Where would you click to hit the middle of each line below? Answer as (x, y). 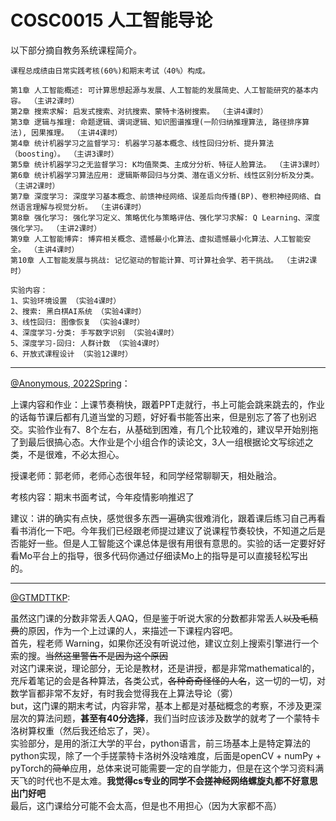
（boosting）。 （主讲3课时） (64, 154)
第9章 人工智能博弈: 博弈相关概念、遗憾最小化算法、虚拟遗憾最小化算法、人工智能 (157, 239)
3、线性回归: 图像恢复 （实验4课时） (77, 322)
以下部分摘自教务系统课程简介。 (76, 50)
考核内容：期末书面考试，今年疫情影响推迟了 (102, 497)
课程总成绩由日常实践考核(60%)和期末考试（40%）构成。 (110, 71)
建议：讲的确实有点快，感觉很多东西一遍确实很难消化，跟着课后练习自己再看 (168, 518)
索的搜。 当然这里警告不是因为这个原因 (89, 655)
